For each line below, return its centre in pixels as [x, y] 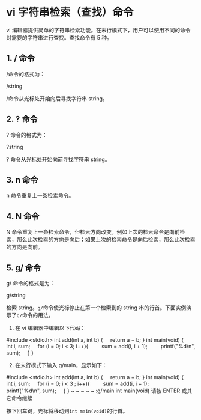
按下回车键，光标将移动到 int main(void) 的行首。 [67, 411]
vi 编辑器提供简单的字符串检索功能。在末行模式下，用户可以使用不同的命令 [98, 30]
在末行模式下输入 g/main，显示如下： [61, 365]
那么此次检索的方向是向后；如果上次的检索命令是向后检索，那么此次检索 [106, 239]
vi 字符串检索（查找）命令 [70, 12]
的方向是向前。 [25, 247]
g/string [16, 295]
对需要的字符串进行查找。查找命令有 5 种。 [59, 37]
